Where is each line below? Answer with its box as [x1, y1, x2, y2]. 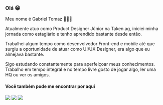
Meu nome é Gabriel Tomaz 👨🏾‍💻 [5, 16, 73, 22]
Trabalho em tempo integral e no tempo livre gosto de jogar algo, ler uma [5, 66, 156, 72]
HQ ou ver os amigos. [5, 72, 50, 78]
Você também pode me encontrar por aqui [5, 83, 95, 89]
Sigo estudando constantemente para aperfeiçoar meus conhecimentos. [5, 61, 155, 67]
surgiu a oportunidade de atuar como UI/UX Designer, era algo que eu [5, 46, 150, 52]
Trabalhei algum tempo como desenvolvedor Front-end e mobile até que [5, 41, 155, 47]
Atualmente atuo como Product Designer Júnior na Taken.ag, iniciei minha [5, 26, 158, 32]
